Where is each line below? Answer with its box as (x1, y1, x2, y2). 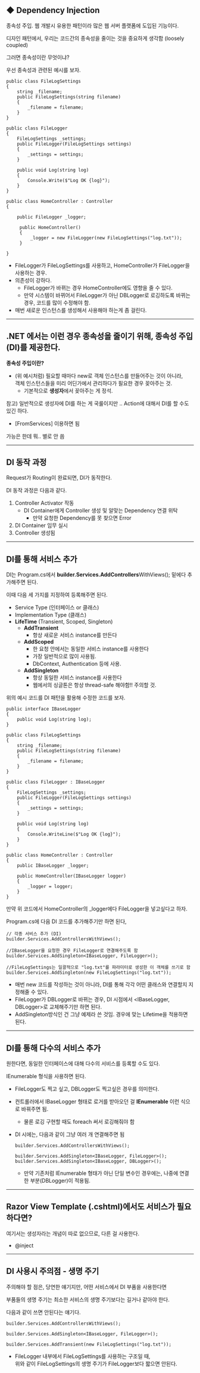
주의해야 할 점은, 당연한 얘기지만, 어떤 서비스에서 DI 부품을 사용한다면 (6, 1283, 167, 1290)
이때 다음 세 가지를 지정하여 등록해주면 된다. (6, 591, 108, 598)
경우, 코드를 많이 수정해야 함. (23, 299, 90, 306)
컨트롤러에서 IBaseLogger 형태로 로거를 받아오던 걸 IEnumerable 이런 (14, 1098, 180, 1105)
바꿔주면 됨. (21, 1106, 49, 1113)
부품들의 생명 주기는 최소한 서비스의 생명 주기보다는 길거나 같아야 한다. (6, 1295, 170, 1303)
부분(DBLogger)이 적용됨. (30, 1177, 91, 1184)
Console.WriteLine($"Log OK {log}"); (27, 831, 121, 838)
